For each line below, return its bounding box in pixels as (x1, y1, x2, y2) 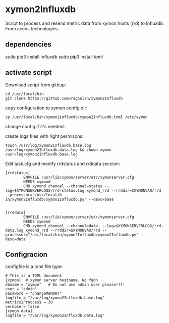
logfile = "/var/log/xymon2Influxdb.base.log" (5, 295, 105, 301)
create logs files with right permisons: (5, 133, 84, 139)
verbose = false (5, 304, 39, 309)
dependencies (5, 40, 51, 49)
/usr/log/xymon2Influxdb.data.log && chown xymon (5, 147, 112, 152)
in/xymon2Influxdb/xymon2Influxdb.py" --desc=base (5, 197, 114, 202)
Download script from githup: (5, 82, 67, 88)
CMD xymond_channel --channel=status (23, 183, 102, 189)
